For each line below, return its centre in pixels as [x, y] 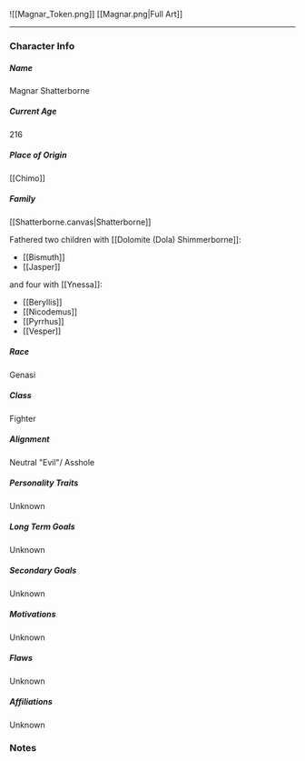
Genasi [23, 375]
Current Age [33, 111]
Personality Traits [44, 483]
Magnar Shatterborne [50, 90]
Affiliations [31, 702]
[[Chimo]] [27, 178]
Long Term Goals [42, 526]
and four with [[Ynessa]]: [56, 284]
